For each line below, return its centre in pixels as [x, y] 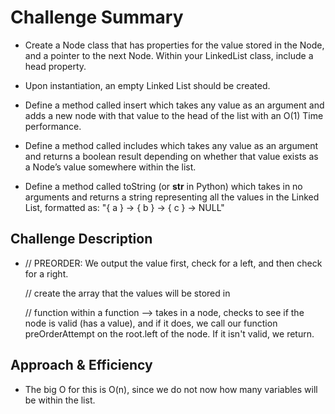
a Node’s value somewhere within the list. [110, 167]
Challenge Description [81, 239]
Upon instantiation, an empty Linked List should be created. [147, 85]
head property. [55, 66]
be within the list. [60, 400]
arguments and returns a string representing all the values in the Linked [172, 197]
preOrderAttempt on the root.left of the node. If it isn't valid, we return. [169, 333]
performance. [53, 126]
